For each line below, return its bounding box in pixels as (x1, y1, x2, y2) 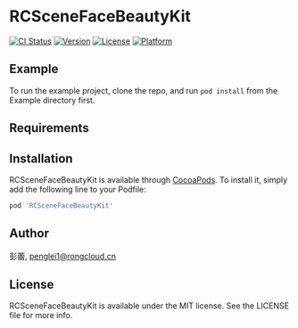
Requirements (9, 120, 89, 135)
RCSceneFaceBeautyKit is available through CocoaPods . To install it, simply (9, 174, 288, 184)
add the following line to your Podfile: (9, 184, 147, 194)
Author (9, 225, 49, 242)
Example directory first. (9, 94, 95, 105)
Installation (9, 151, 73, 166)
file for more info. (9, 310, 73, 321)
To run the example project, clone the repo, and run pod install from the (9, 85, 278, 95)
